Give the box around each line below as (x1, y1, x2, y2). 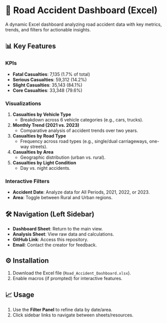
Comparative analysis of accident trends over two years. (20, 127, 138, 133)
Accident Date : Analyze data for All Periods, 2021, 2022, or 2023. (12, 189, 150, 195)
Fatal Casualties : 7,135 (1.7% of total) (12, 71, 90, 77)
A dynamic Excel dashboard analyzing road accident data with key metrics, (5, 21, 162, 27)
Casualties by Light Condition (12, 159, 76, 166)
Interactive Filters (5, 177, 50, 184)
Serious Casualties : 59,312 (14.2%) (12, 76, 87, 82)
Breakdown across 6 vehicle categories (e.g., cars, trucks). (20, 116, 143, 123)
